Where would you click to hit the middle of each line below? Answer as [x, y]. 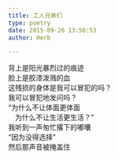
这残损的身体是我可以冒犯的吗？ [60, 88]
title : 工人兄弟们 [35, 15]
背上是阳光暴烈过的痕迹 [46, 68]
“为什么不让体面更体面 [44, 108]
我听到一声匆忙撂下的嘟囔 [50, 127]
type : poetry [29, 23]
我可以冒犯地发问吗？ [42, 98]
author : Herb [29, 38]
